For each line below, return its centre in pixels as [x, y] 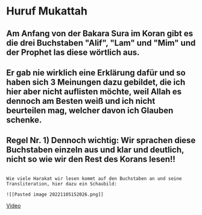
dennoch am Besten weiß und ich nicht [81, 101]
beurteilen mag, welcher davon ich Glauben [90, 110]
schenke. [24, 120]
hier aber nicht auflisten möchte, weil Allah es [94, 91]
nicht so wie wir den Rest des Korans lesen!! [91, 159]
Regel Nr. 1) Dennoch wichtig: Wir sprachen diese [101, 140]
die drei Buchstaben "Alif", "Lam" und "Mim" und [101, 43]
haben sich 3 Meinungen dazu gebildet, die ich [96, 82]
